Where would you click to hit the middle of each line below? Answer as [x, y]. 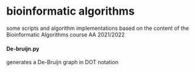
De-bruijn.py [23, 49]
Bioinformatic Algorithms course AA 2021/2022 [66, 34]
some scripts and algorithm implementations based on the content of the [98, 28]
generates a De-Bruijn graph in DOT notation [62, 62]
